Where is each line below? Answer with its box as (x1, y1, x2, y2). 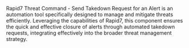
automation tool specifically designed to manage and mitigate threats (6, 11, 173, 18)
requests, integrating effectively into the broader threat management (6, 29, 172, 36)
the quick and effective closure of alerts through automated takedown (6, 23, 175, 30)
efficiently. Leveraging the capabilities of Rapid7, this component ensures (6, 17, 183, 24)
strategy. (6, 36, 28, 42)
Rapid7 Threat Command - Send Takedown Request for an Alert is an (6, 5, 173, 12)
